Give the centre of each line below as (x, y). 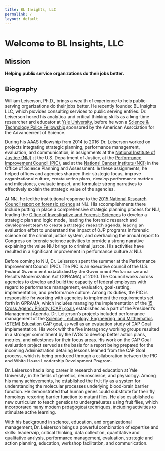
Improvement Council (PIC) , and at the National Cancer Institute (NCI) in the (82, 163)
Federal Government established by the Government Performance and (76, 271)
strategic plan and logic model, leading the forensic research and (71, 220)
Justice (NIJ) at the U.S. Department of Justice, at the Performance (73, 158)
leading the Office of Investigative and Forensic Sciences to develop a (76, 215)
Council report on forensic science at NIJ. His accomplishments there (76, 204)
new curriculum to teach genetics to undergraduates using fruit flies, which (82, 402)
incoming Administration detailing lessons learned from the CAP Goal (75, 350)
